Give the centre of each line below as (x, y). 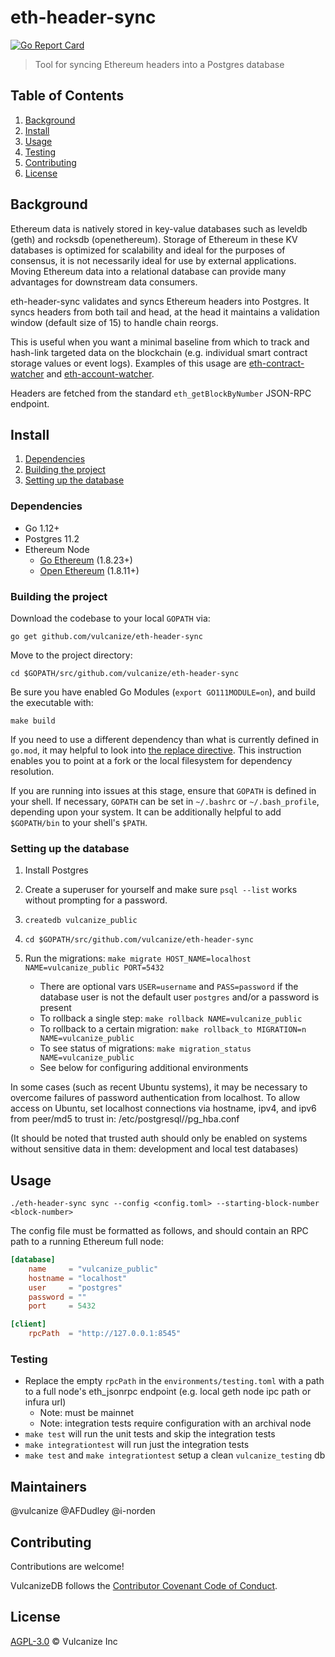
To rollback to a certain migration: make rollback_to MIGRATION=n (173, 1029)
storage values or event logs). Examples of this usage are (128, 363)
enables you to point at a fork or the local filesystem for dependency (151, 760)
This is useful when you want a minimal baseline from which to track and (160, 342)
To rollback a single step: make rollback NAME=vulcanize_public (171, 1018)
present (55, 1008)
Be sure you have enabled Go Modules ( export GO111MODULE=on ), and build (163, 692)
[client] (28, 1324)
